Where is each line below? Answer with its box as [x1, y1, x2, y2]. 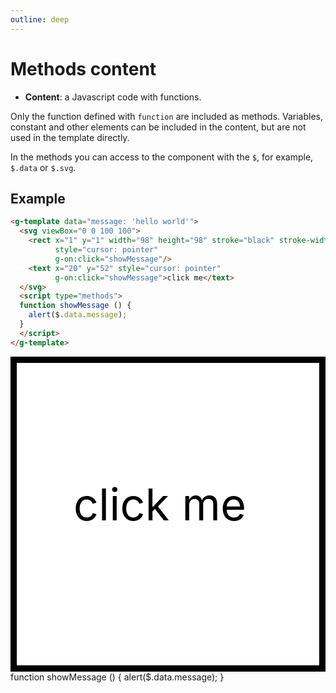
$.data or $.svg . [10, 161, 77, 173]
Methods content [10, 57, 157, 80]
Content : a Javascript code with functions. [24, 91, 202, 103]
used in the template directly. [10, 131, 130, 143]
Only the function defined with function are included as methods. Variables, [10, 110, 324, 122]
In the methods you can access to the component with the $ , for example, [10, 151, 314, 163]
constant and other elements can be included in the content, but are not [10, 121, 307, 133]
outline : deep [10, 14, 70, 25]
